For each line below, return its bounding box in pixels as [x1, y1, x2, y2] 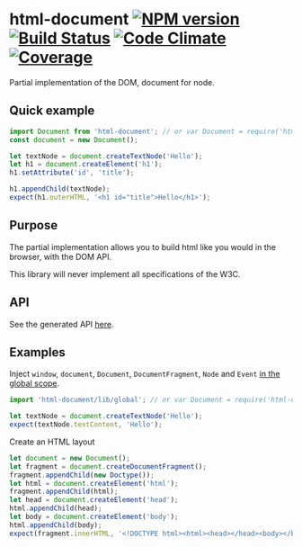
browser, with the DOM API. [9, 251, 112, 262]
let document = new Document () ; [9, 453, 130, 462]
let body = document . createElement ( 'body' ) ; [9, 513, 179, 522]
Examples [9, 345, 66, 360]
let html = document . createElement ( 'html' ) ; [9, 479, 179, 488]
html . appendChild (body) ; [9, 520, 102, 530]
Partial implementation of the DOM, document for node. [9, 76, 216, 87]
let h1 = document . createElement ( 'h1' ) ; [9, 160, 164, 169]
